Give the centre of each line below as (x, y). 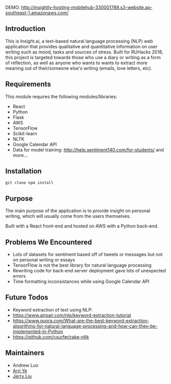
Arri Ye (20, 370)
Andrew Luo (26, 365)
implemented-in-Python (38, 331)
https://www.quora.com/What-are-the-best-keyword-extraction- (81, 320)
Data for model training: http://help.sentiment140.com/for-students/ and (88, 149)
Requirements (28, 84)
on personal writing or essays (44, 260)
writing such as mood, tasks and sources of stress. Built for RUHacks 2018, (84, 52)
